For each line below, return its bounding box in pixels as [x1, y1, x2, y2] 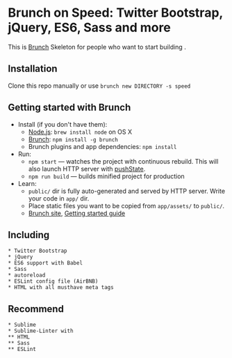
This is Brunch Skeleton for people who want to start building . [8, 42, 186, 51]
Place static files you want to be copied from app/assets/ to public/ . [28, 201, 225, 210]
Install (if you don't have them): [17, 120, 108, 128]
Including [8, 228, 50, 241]
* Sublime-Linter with [8, 327, 74, 335]
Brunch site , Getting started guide [28, 209, 126, 217]
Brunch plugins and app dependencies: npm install [28, 142, 177, 150]
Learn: [17, 179, 37, 187]
